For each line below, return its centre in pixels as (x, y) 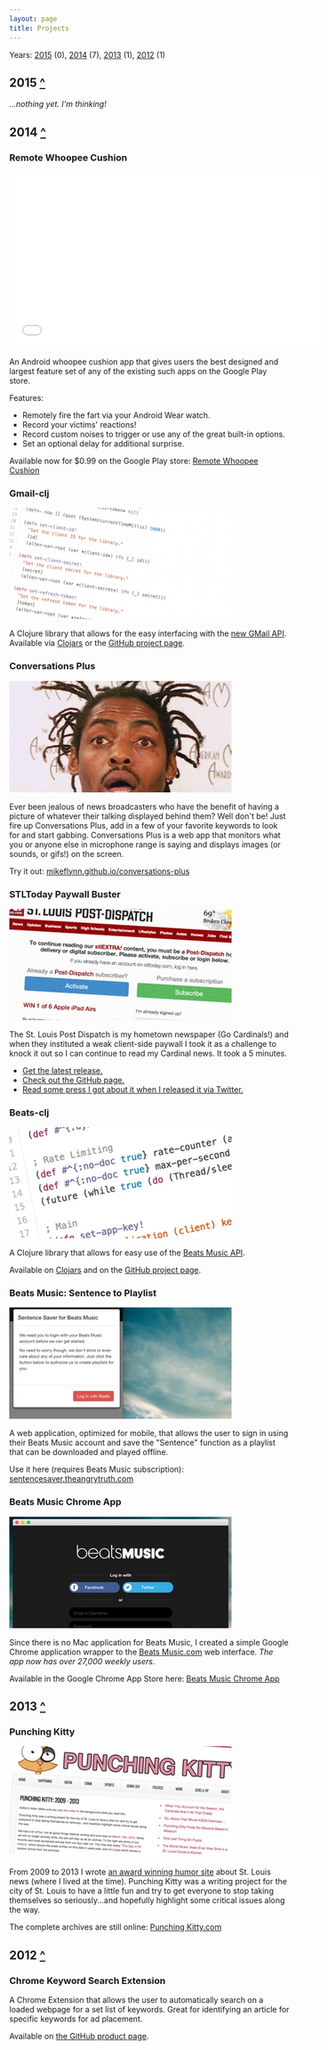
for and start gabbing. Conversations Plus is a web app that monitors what (145, 835)
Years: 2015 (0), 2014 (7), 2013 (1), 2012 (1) (88, 54)
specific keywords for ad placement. (76, 2019)
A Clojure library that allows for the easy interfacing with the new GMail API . (148, 633)
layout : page (33, 19)
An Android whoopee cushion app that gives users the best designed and (144, 362)
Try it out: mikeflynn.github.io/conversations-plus (100, 871)
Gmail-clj (29, 493)
